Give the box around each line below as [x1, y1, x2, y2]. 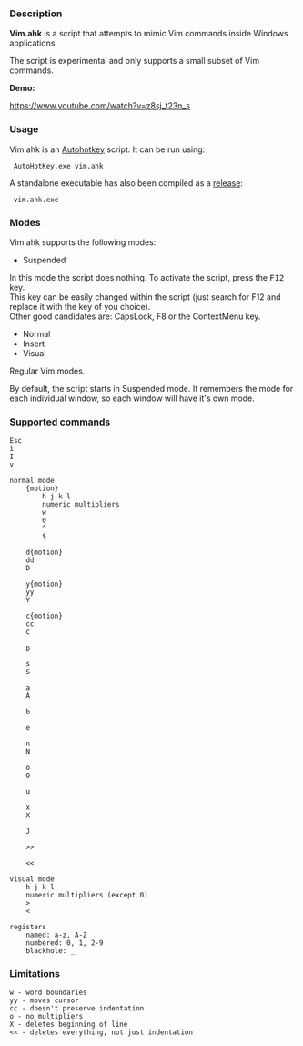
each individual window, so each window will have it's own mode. [9, 393, 255, 404]
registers [9, 923, 47, 932]
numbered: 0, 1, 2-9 [25, 938, 104, 948]
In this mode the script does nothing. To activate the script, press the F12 [9, 272, 285, 282]
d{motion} [25, 548, 64, 558]
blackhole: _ [25, 947, 76, 956]
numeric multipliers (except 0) [25, 891, 148, 900]
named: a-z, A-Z [25, 930, 88, 940]
